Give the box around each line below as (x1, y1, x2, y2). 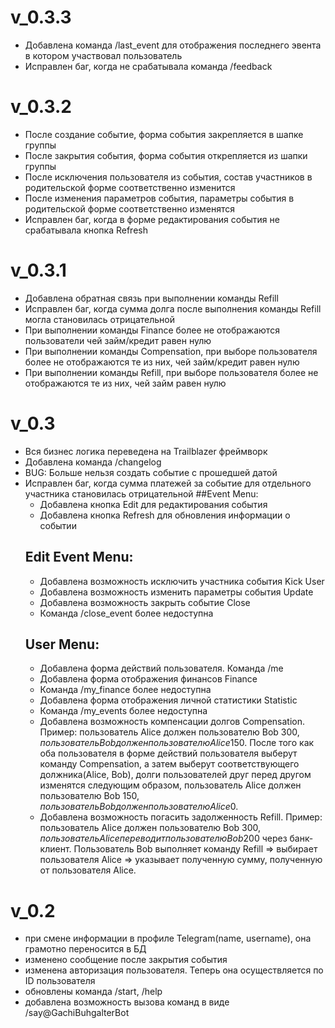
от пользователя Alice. (39, 864, 137, 876)
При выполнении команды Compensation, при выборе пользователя (24, 345, 318, 357)
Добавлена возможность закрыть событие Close (39, 596, 251, 608)
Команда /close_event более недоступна (39, 607, 214, 619)
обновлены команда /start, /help (24, 986, 163, 998)
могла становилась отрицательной (24, 313, 176, 325)
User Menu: (24, 636, 100, 653)
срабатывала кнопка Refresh (24, 224, 148, 236)
